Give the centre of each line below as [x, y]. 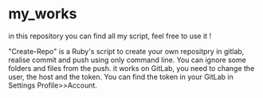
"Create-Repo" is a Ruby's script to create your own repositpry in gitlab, [126, 51]
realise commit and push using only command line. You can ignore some [128, 60]
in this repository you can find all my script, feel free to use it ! [110, 36]
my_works [43, 14]
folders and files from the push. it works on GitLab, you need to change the [131, 68]
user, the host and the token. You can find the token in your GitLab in [121, 76]
